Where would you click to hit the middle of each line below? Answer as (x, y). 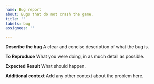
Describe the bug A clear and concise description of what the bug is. (77, 47)
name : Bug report (23, 10)
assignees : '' (20, 28)
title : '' (16, 19)
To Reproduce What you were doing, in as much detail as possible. (75, 57)
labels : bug (18, 24)
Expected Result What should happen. (45, 66)
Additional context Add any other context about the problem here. (74, 76)
